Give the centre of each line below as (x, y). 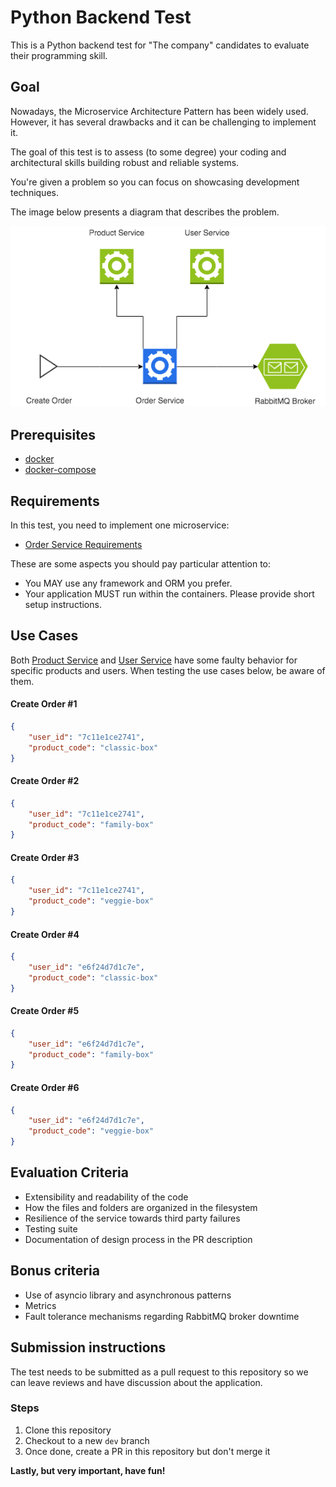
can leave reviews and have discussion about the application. (136, 1382)
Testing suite (51, 1228)
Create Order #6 (45, 1087)
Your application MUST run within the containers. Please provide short (169, 594)
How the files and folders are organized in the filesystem (141, 1207)
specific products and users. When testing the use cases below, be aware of (168, 670)
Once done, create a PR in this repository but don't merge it (147, 1451)
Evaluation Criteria (69, 1172)
